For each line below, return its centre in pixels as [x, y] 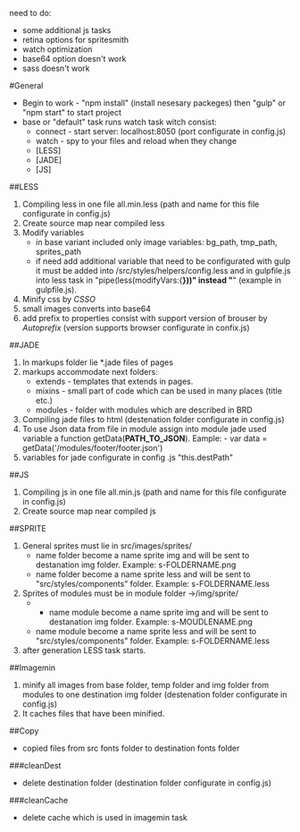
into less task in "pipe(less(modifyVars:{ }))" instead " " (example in [158, 280]
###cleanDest [35, 765]
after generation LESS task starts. [84, 650]
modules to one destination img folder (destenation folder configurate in [154, 694]
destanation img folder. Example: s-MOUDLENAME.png [150, 622]
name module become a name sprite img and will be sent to [159, 612]
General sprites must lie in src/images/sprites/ [107, 546]
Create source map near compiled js [89, 511]
